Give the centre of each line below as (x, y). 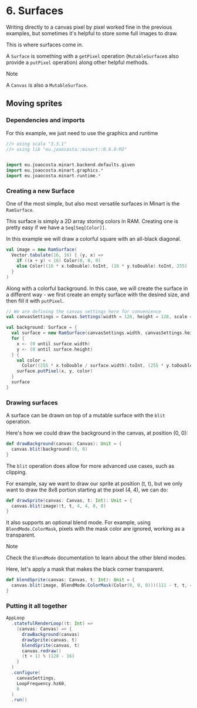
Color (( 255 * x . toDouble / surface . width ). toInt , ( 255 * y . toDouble (107, 366)
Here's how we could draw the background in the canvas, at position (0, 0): (97, 433)
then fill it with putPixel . (35, 301)
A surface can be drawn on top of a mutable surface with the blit (86, 416)
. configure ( (26, 673)
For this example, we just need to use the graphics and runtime (82, 133)
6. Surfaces (35, 11)
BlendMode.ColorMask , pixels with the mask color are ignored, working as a (95, 529)
